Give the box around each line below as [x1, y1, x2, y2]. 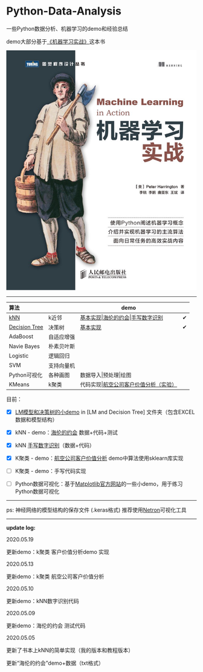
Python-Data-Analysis [6, 4, 122, 18]
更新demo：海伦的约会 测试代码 [6, 622, 86, 629]
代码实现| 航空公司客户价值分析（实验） [80, 381, 178, 388]
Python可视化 [8, 371, 43, 379]
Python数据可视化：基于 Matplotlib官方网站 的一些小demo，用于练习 [14, 480, 183, 488]
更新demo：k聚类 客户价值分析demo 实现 [6, 548, 110, 555]
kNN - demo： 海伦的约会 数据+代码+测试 [14, 428, 118, 436]
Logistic [8, 352, 29, 359]
